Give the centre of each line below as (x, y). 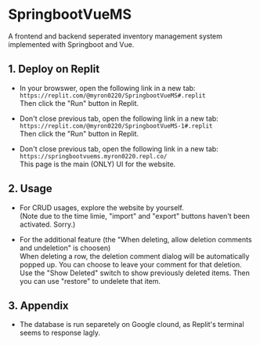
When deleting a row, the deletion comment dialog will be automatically (134, 256)
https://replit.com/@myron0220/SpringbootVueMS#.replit (112, 96)
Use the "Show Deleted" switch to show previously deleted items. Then (135, 273)
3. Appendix (38, 305)
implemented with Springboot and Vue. (71, 44)
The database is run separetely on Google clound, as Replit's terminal (132, 325)
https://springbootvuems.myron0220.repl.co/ (93, 156)
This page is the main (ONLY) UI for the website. (97, 164)
